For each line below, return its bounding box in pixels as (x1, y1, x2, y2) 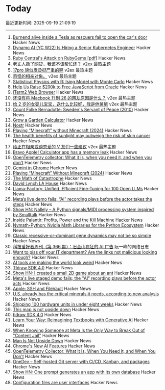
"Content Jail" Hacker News (12, 332, 70, 338)
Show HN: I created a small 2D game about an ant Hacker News (12, 270, 141, 276)
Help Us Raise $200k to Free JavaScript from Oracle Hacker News (12, 84, 147, 90)
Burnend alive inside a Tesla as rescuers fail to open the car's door (12, 34, 147, 40)
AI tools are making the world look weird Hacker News (12, 260, 122, 265)
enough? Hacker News (12, 254, 59, 260)
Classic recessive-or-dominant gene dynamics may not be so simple (12, 233, 151, 238)
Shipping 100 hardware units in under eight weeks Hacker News (12, 301, 142, 307)
